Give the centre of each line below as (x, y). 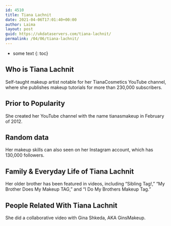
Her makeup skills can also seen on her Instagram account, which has (79, 150)
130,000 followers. (25, 155)
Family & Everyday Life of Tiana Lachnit (70, 171)
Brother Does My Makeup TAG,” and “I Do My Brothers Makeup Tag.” (78, 189)
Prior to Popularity (35, 103)
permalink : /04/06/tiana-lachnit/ (42, 39)
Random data (27, 137)
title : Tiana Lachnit (28, 15)
